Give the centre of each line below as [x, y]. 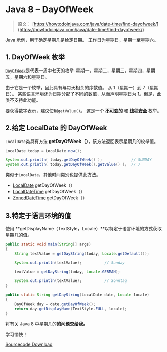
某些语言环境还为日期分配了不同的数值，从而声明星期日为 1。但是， [87, 94]
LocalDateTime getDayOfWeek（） [49, 192]
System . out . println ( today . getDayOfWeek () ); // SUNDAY [78, 160]
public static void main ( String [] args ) [48, 244]
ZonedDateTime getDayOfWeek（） [50, 198]
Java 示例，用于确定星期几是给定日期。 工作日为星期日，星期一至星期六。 [82, 40]
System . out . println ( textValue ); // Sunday [69, 263]
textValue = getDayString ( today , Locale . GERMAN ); [67, 272]
